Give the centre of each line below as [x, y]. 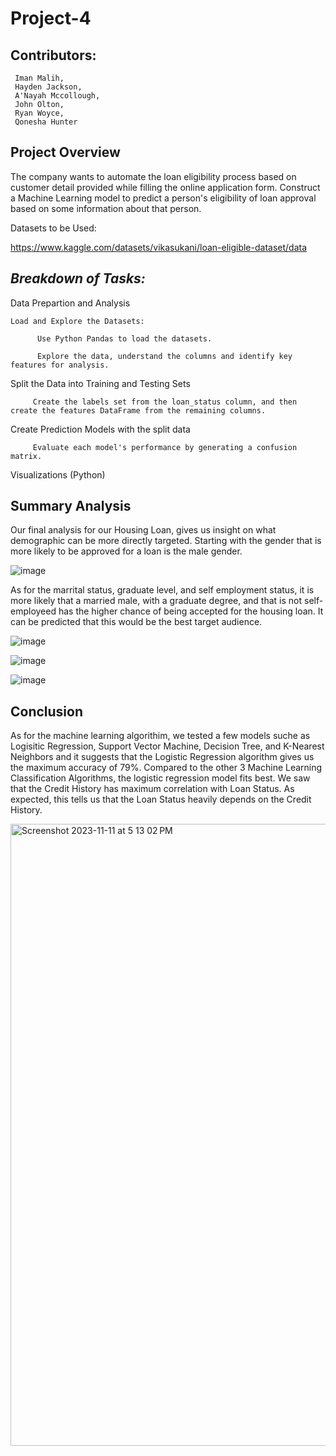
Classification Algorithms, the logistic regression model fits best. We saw [160, 778]
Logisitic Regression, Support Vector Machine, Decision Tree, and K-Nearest [167, 746]
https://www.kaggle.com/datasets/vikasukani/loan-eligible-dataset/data [159, 247]
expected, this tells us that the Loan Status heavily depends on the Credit [161, 799]
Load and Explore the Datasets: [77, 321]
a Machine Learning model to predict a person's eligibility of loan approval [163, 198]
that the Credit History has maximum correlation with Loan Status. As [152, 789]
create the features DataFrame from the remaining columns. [138, 410]
